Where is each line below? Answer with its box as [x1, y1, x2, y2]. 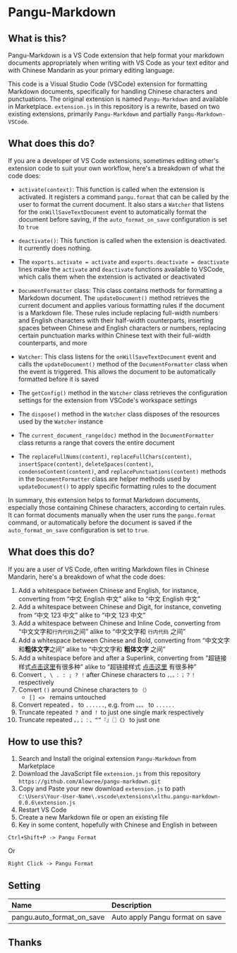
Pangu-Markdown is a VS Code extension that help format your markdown [8, 51, 224, 59]
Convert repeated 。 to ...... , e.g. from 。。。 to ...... [18, 700, 175, 709]
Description [111, 901, 152, 911]
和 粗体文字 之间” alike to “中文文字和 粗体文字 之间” [18, 645, 166, 653]
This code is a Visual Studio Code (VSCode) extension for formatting [8, 80, 207, 88]
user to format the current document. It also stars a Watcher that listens [18, 200, 224, 208]
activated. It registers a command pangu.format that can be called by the [18, 192, 229, 201]
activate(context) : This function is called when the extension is [18, 185, 205, 193]
